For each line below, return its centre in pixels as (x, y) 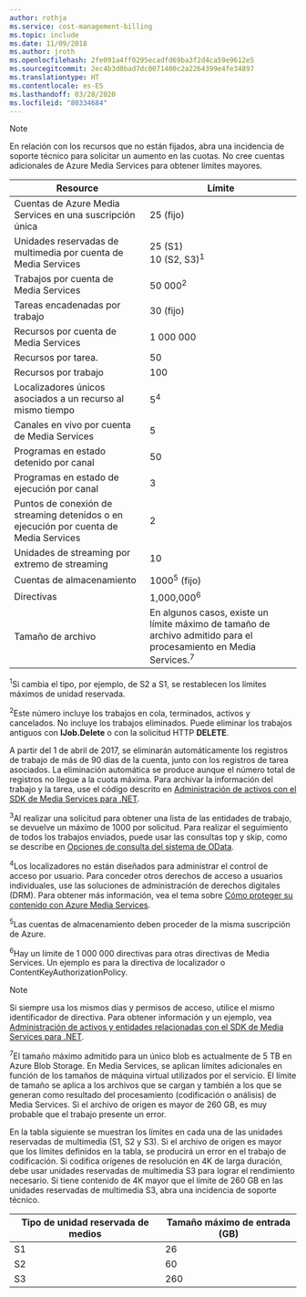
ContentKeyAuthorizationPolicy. (69, 972)
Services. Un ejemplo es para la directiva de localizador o (117, 963)
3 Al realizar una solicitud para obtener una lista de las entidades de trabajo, (151, 817)
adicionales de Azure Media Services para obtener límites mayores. (136, 166)
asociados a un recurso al (69, 399)
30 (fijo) (167, 311)
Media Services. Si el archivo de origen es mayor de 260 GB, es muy (138, 1104)
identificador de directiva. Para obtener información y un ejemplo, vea (141, 1018)
